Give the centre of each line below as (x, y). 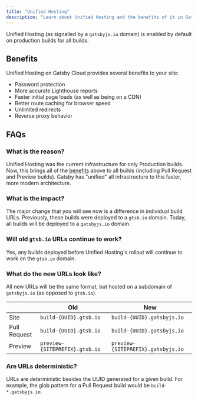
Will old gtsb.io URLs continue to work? (64, 239)
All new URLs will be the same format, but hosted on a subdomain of (89, 286)
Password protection (40, 85)
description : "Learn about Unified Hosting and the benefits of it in (95, 17)
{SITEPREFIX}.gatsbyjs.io (148, 349)
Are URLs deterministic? (42, 366)
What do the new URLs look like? (54, 274)
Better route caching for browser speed (62, 104)
